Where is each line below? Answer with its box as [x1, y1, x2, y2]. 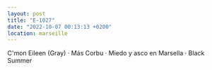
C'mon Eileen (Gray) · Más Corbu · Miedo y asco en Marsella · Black [7, 49, 205, 57]
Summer [7, 57, 33, 65]
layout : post [7, 10, 46, 17]
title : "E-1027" [7, 17, 55, 24]
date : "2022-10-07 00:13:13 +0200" [7, 23, 112, 30]
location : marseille [7, 29, 69, 37]
